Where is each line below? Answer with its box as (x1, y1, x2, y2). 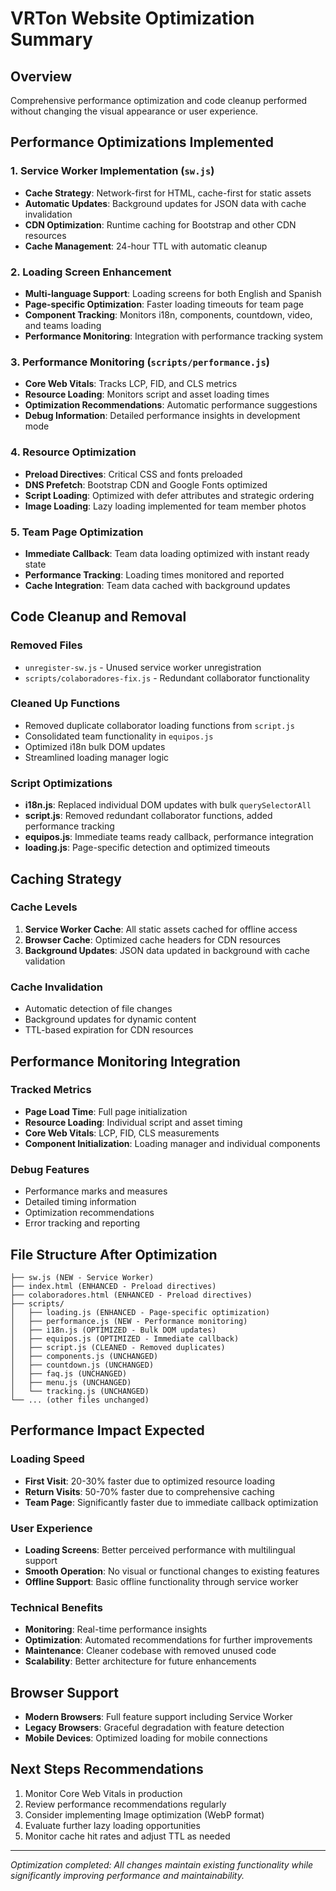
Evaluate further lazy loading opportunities (24, 1819, 201, 1831)
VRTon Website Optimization (10, 7, 255, 30)
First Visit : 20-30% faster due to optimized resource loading (24, 1475, 276, 1487)
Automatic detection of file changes (24, 1003, 173, 1015)
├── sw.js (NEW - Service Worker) (10, 1272, 155, 1282)
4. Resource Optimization (10, 445, 137, 459)
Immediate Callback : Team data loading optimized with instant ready (24, 547, 310, 559)
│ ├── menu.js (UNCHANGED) (10, 1377, 132, 1387)
